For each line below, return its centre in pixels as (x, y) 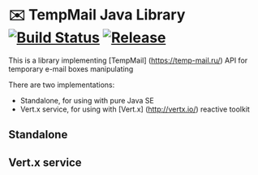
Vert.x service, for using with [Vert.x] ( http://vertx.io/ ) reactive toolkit (135, 109)
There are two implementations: (62, 85)
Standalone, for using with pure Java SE (87, 100)
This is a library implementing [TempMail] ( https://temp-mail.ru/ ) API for (128, 60)
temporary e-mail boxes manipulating (71, 68)
